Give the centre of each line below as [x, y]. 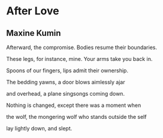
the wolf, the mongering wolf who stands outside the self [76, 117]
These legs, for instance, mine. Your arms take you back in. [79, 59]
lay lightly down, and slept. [39, 128]
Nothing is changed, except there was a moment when [74, 105]
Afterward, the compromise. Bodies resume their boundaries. [82, 47]
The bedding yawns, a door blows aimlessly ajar [66, 82]
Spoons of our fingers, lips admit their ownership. [67, 70]
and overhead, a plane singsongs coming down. [65, 93]
